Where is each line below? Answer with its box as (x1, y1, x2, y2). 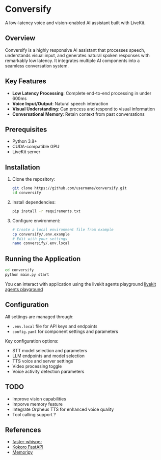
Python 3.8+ (12, 138, 38, 144)
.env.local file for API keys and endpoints (12, 323, 98, 329)
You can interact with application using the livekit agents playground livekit (5, 281, 156, 287)
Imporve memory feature (12, 401, 63, 407)
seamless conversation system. (5, 63, 69, 68)
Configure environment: (12, 218, 60, 224)
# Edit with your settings (12, 236, 68, 241)
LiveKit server (12, 149, 41, 155)
